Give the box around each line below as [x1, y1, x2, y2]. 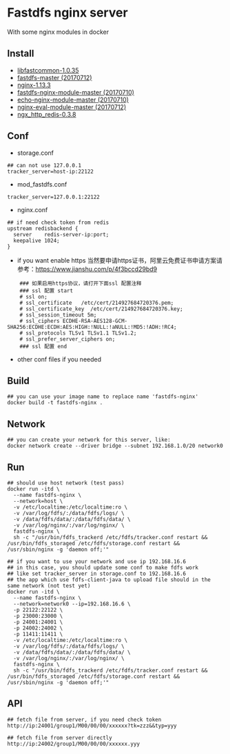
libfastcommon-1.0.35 [17, 66, 79, 74]
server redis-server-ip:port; [13, 231, 109, 238]
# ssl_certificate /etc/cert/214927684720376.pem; [19, 299, 174, 306]
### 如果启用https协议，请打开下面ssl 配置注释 [19, 280, 142, 287]
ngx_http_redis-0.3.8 [17, 110, 76, 118]
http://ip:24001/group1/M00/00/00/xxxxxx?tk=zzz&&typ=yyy [7, 722, 177, 729]
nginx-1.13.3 [17, 81, 51, 89]
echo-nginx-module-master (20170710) [17, 95, 129, 104]
